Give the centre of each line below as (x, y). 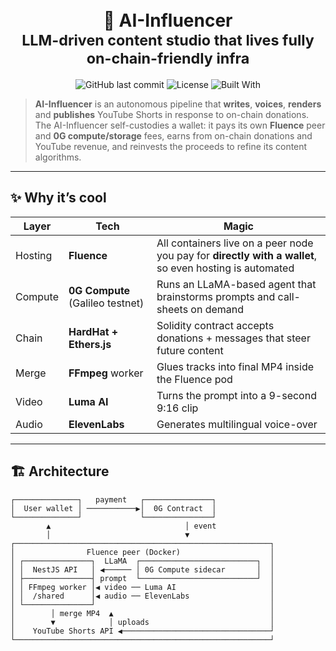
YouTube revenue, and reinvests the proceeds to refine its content (171, 146)
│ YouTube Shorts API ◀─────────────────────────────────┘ (142, 631)
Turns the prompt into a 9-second (236, 395)
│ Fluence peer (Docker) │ (142, 552)
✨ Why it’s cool (58, 198)
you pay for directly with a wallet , (237, 255)
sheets (172, 309)
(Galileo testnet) (106, 303)
